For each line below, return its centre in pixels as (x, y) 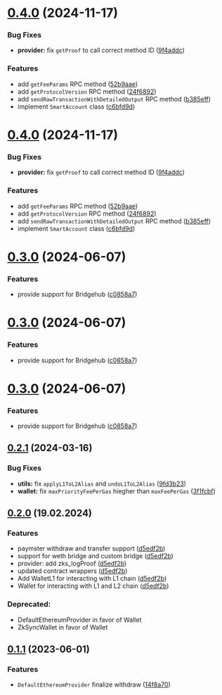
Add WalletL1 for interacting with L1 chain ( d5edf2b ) (92, 579)
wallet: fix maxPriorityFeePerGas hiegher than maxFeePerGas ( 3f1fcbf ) (116, 491)
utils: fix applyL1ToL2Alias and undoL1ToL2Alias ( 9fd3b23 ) (102, 484)
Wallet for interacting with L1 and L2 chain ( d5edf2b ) (93, 586)
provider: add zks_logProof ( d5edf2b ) (72, 564)
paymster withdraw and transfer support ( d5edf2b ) (91, 548)
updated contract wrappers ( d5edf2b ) (72, 571)
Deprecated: (29, 604)
